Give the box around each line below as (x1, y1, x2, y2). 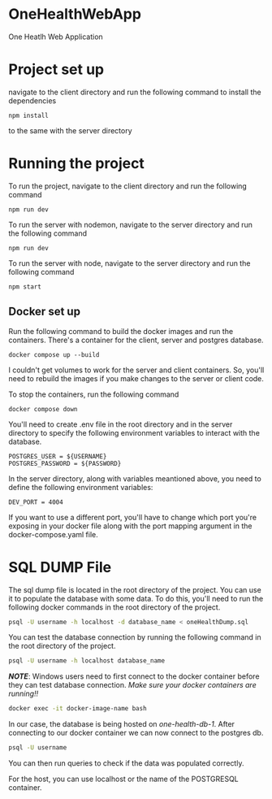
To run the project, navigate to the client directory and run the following (8, 180, 248, 191)
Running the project (8, 154, 145, 173)
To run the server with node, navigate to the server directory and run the (8, 258, 251, 268)
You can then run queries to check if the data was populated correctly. (8, 758, 244, 768)
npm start (8, 282, 42, 291)
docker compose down (8, 405, 79, 413)
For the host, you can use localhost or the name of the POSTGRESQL (8, 774, 239, 784)
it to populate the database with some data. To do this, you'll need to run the (8, 593, 264, 603)
